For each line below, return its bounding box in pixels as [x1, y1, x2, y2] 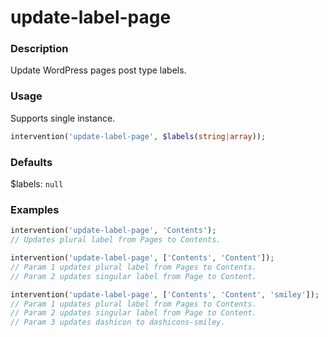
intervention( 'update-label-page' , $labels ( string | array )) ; [10, 131, 267, 141]
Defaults [10, 155, 53, 169]
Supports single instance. [10, 112, 116, 124]
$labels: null [10, 177, 64, 190]
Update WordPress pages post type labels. [10, 64, 187, 76]
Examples [10, 202, 60, 216]
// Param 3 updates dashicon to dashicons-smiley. [10, 317, 226, 328]
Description [10, 42, 69, 56]
